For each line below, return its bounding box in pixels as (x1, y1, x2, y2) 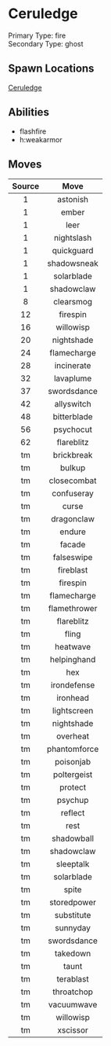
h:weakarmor (19, 134, 63, 144)
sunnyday (54, 923, 91, 934)
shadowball (52, 833, 95, 844)
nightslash (53, 233, 92, 244)
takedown (54, 948, 91, 959)
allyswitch (54, 399, 91, 410)
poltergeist (52, 769, 93, 780)
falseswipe (52, 552, 93, 563)
